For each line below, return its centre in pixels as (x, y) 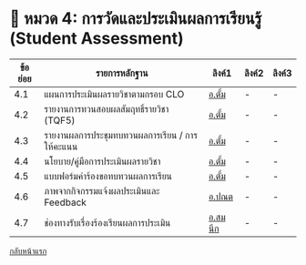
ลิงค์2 (254, 73)
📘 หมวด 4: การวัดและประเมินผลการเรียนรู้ (136, 19)
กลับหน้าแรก (28, 250)
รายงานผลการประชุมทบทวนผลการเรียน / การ (121, 135)
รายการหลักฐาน (122, 73)
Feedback (65, 202)
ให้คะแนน (61, 147)
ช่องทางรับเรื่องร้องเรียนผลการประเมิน (107, 222)
